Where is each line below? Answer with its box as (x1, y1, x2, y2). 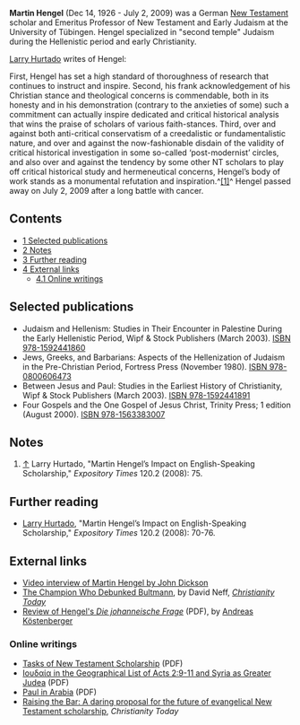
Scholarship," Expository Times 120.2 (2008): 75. (21, 468, 203, 479)
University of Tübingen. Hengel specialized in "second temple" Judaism (9, 27, 275, 37)
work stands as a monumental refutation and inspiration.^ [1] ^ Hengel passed (9, 176, 291, 187)
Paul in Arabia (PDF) (21, 686, 97, 698)
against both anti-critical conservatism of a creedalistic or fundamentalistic (9, 128, 287, 138)
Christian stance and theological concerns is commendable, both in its (9, 90, 270, 100)
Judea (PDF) (21, 677, 70, 688)
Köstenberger (21, 616, 73, 626)
